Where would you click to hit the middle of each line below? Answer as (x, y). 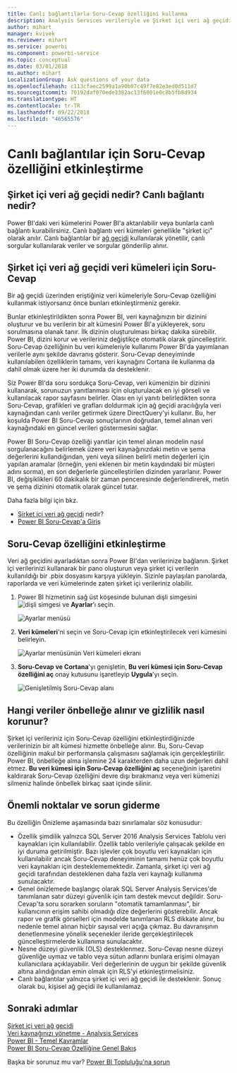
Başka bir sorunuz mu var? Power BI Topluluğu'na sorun (89, 1062)
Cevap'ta (31, 903)
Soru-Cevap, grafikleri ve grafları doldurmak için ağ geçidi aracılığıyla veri (114, 405)
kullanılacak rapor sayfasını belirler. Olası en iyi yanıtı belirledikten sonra (112, 398)
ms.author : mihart (34, 73)
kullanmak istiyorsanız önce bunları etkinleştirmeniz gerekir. (94, 303)
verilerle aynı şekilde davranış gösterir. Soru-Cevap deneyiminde (101, 355)
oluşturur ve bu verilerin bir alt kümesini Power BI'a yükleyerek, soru (107, 324)
